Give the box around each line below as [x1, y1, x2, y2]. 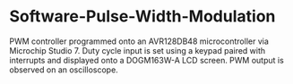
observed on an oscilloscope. [9, 64, 118, 75]
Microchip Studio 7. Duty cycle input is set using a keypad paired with [9, 45, 266, 55]
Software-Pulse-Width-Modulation [9, 6, 276, 27]
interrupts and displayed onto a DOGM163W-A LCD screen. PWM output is [9, 55, 284, 65]
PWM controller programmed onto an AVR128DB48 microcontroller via [9, 36, 269, 46]
